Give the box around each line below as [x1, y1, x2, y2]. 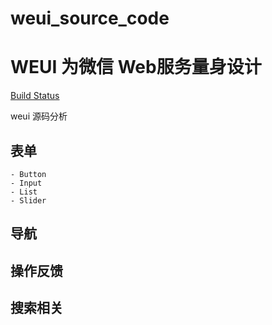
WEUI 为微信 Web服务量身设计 [10, 56, 262, 79]
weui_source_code [10, 7, 170, 30]
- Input [10, 178, 43, 188]
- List [10, 187, 38, 197]
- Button [10, 169, 47, 179]
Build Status [10, 90, 60, 102]
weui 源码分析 [10, 110, 68, 122]
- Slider [10, 195, 47, 206]
